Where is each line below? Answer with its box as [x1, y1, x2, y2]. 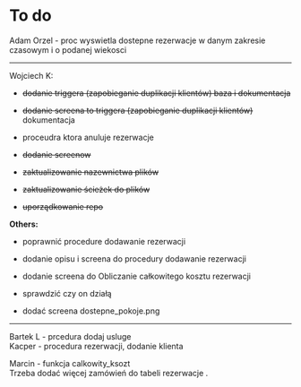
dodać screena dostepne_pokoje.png [21, 305, 160, 316]
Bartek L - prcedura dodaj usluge [9, 331, 132, 341]
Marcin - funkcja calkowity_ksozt [9, 357, 131, 368]
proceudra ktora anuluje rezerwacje [21, 132, 154, 142]
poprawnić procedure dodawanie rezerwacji [21, 236, 186, 246]
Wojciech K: [9, 70, 54, 81]
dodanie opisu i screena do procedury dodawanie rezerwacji [21, 253, 246, 264]
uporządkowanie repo [21, 201, 104, 211]
